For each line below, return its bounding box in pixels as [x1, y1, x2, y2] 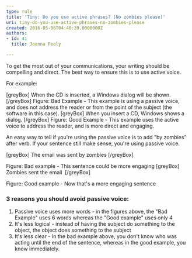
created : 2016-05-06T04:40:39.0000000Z [6, 25, 103, 31]
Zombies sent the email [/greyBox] [6, 168, 90, 176]
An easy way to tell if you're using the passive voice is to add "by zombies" [6, 133, 187, 140]
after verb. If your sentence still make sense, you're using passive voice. [6, 140, 180, 147]
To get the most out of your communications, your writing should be [6, 62, 170, 69]
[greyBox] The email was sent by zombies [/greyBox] [6, 151, 134, 158]
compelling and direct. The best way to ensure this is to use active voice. [6, 68, 181, 75]
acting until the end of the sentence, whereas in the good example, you [14, 239, 186, 246]
